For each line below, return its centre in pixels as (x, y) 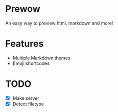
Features (25, 44)
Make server (26, 98)
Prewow (23, 9)
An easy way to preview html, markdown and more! (59, 23)
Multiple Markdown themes (41, 58)
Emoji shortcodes (31, 63)
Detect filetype (28, 104)
